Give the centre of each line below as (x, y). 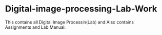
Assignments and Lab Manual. (35, 27)
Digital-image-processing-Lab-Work (81, 9)
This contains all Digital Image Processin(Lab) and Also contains (70, 22)
